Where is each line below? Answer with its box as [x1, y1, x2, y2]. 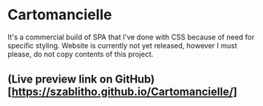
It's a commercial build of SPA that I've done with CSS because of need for [7, 32, 255, 42]
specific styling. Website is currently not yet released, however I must [7, 40, 237, 50]
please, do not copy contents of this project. [7, 49, 154, 59]
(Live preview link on [7, 72, 113, 86]
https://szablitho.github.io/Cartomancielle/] [11, 85, 237, 99]
